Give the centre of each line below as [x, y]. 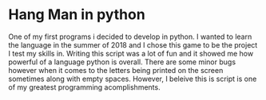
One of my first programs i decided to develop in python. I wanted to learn [130, 37]
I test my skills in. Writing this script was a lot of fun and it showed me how [131, 53]
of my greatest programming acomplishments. [85, 87]
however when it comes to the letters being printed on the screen [116, 70]
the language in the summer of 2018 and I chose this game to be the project [133, 44]
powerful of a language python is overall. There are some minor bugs [122, 62]
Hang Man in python [77, 15]
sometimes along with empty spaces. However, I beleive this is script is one [133, 79]
